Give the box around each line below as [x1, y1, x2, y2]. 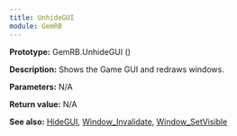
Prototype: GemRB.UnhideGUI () [9, 46, 132, 57]
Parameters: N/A [9, 81, 74, 92]
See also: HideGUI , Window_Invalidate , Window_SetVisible [9, 116, 228, 127]
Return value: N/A [9, 98, 77, 109]
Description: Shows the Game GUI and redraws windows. [9, 64, 225, 75]
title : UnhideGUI [9, 13, 75, 23]
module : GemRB [9, 22, 63, 31]
